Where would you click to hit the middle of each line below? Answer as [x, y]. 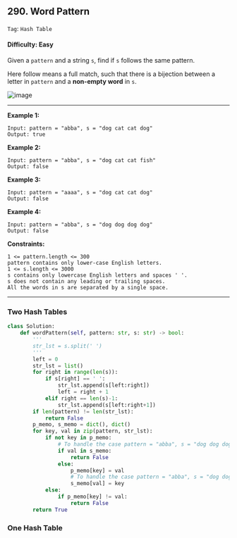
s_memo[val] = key [97, 484]
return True [50, 510]
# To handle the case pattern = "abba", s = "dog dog [138, 444]
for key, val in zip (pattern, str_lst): [93, 431]
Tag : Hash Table [30, 28]
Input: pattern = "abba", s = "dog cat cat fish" [82, 161]
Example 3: [24, 180]
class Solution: [31, 327]
